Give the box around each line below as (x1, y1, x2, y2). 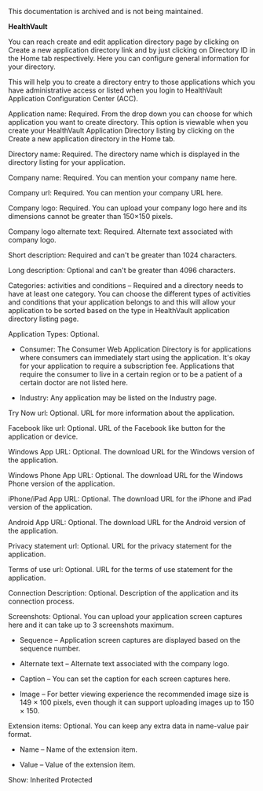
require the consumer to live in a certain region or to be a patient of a (19, 370, 243, 379)
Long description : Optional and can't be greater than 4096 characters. (8, 266, 236, 275)
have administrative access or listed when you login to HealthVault (8, 86, 223, 95)
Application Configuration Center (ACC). (8, 94, 139, 103)
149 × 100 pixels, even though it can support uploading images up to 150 (19, 698, 254, 707)
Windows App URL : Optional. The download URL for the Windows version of (8, 447, 255, 456)
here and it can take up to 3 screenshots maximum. (8, 620, 174, 629)
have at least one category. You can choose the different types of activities (8, 290, 251, 298)
